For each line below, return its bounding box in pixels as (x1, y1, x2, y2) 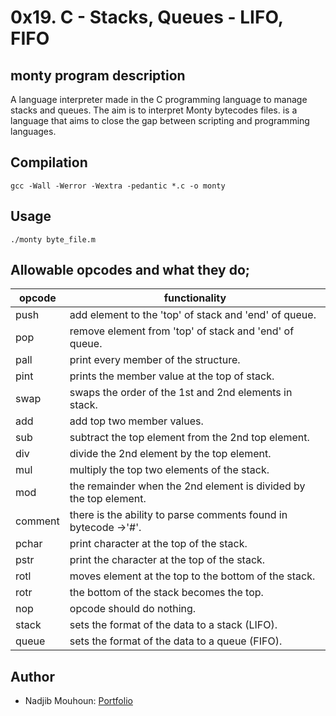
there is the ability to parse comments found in (69, 508, 288, 522)
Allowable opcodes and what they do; (10, 262, 251, 279)
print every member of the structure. (69, 353, 241, 367)
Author (10, 668, 55, 685)
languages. (10, 126, 57, 137)
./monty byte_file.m (10, 234, 97, 245)
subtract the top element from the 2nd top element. (69, 431, 310, 445)
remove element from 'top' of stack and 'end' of (69, 324, 295, 338)
